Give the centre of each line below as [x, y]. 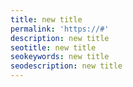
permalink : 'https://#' [60, 29]
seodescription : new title [66, 66]
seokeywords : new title [60, 57]
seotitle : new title [53, 47]
